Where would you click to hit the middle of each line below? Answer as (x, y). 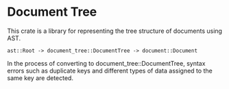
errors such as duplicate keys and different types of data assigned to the (110, 71)
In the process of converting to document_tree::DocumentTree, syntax (106, 63)
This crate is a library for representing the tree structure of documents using (115, 31)
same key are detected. (40, 78)
